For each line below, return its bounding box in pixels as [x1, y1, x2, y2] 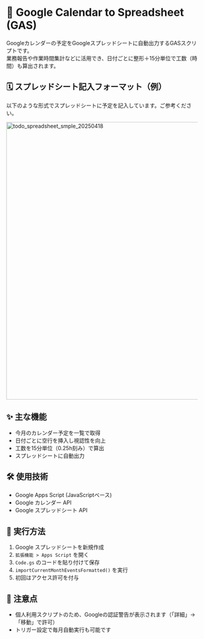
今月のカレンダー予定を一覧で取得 [15, 429, 101, 436]
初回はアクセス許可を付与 [15, 574, 80, 581]
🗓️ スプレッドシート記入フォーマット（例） [6, 82, 167, 92]
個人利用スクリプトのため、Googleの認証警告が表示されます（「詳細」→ [15, 611, 195, 618]
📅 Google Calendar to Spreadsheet [6, 5, 184, 19]
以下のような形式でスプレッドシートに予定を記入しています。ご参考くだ [6, 102, 187, 109]
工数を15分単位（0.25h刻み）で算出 [15, 444, 104, 451]
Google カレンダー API [15, 499, 72, 506]
